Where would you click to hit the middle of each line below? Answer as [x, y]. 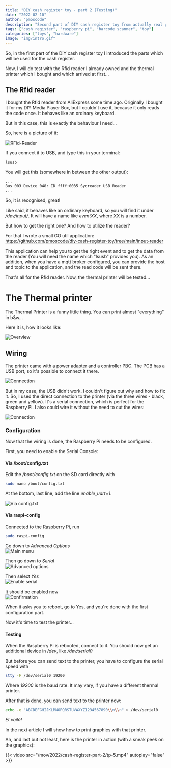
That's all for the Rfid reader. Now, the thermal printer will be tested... [78, 277]
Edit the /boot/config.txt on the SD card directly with [60, 475]
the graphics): [20, 745]
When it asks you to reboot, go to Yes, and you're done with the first [77, 607]
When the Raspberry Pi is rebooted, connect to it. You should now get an [82, 645]
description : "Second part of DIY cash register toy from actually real [84, 24]
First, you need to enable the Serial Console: [52, 451]
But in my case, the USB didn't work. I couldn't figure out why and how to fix [85, 391]
